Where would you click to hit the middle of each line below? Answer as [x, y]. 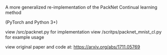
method [13, 12]
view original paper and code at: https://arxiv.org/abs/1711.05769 [73, 47]
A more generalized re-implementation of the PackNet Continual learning [81, 7]
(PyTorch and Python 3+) [32, 22]
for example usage [25, 37]
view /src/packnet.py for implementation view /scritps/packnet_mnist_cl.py [83, 32]
